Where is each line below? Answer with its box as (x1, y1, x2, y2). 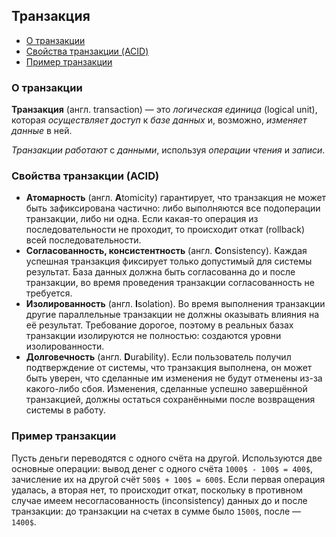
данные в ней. (11, 125, 73, 137)
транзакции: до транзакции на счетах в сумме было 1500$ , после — (11, 505, 302, 517)
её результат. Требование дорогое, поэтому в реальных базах (25, 319, 294, 331)
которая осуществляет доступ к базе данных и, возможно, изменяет (11, 114, 308, 126)
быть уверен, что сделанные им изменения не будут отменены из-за (25, 372, 323, 384)
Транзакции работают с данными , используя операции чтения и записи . (11, 144, 326, 156)
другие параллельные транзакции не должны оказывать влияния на (25, 309, 320, 321)
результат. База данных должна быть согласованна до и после (25, 266, 296, 278)
